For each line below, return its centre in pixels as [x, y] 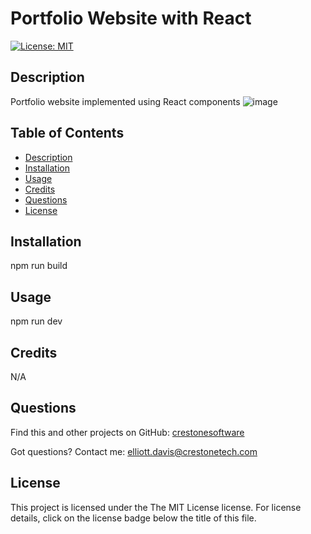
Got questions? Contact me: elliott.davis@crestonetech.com [134, 451]
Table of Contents [67, 133]
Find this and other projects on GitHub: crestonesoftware [127, 432]
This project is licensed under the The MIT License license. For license [156, 507]
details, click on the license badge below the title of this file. [133, 518]
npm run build [39, 266]
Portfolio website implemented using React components [125, 101]
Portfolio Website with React [131, 18]
